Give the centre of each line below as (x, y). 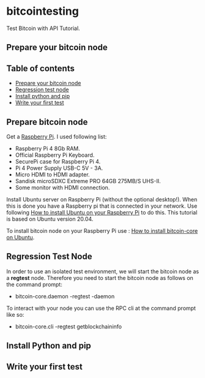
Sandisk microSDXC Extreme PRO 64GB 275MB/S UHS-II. (88, 181)
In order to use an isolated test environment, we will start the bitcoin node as (103, 271)
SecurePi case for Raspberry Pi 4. (58, 161)
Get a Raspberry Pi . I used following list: (57, 137)
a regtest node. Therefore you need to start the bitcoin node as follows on (100, 278)
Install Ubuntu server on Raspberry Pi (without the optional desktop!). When (102, 199)
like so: (15, 314)
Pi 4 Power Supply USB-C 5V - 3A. (59, 168)
